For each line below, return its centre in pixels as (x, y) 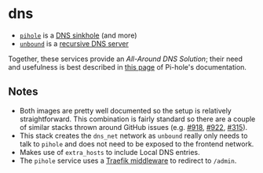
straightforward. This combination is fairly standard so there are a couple (137, 119)
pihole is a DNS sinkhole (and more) (78, 35)
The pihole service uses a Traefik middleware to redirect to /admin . (128, 160)
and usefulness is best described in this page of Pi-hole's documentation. (128, 67)
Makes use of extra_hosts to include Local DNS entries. (110, 152)
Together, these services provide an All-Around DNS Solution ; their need (126, 59)
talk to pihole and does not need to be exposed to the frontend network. (137, 144)
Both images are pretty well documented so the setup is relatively (125, 110)
